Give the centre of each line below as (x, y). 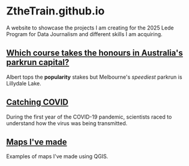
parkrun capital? (38, 62)
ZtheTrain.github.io (55, 11)
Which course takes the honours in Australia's (94, 53)
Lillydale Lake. (24, 83)
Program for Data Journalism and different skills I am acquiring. (85, 34)
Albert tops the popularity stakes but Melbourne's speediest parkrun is (94, 77)
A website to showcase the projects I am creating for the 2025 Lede (90, 28)
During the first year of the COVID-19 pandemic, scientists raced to (89, 117)
